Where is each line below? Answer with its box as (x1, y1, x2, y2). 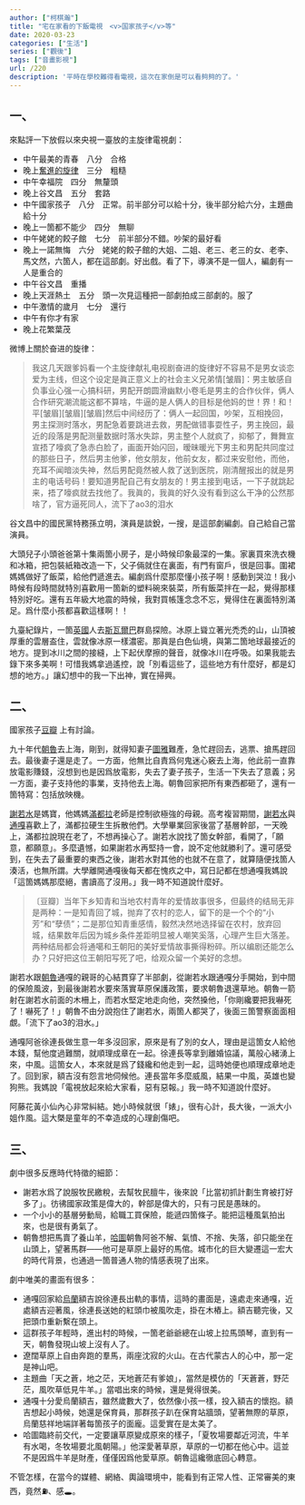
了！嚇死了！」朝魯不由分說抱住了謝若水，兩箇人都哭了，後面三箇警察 (9, 1006, 272, 1017)
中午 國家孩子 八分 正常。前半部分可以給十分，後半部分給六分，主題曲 (22, 199, 293, 210)
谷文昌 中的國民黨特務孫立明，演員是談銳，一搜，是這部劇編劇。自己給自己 (9, 517, 288, 528)
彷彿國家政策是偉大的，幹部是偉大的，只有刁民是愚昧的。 (50, 1198, 266, 1209)
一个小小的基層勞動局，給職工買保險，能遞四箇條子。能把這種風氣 (22, 1209, 270, 1221)
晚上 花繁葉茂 (22, 323, 71, 334)
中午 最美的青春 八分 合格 (22, 153, 127, 164)
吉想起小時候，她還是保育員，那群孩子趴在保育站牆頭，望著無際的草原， (22, 1407, 293, 1418)
